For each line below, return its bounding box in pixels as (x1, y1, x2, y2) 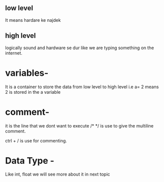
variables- (5, 67, 49, 78)
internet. (5, 50, 22, 56)
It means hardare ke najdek (5, 17, 61, 23)
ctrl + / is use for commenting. (5, 137, 67, 143)
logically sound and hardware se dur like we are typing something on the (5, 45, 154, 51)
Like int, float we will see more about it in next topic (5, 171, 110, 178)
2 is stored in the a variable (5, 89, 61, 95)
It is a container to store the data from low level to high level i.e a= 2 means (5, 84, 159, 90)
